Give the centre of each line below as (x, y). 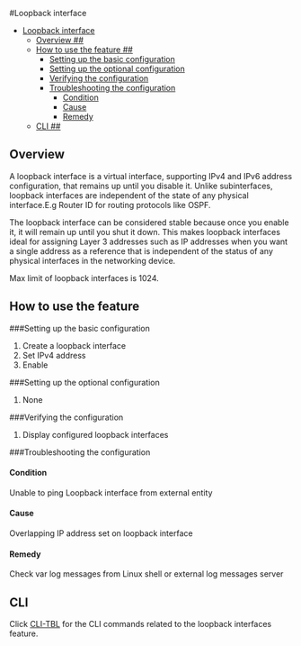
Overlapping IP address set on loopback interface (101, 533)
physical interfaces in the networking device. (93, 260)
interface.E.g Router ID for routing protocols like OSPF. (110, 205)
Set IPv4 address (54, 355)
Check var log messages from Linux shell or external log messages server (146, 574)
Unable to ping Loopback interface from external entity (111, 492)
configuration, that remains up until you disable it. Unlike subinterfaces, (141, 186)
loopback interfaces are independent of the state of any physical (129, 195)
